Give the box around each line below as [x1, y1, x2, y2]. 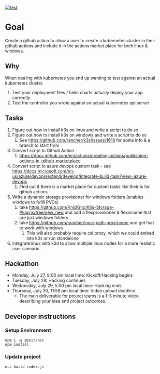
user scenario [12, 245, 40, 251]
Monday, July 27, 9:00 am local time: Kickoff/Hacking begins [12, 272, 133, 278]
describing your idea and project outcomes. [19, 298, 106, 304]
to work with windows [19, 225, 63, 231]
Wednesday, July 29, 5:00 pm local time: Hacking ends [12, 283, 122, 289]
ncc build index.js [5, 364, 44, 369]
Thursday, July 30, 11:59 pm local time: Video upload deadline [12, 288, 135, 294]
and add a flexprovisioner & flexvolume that [64, 209, 151, 215]
